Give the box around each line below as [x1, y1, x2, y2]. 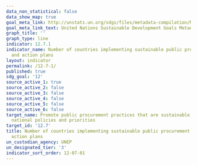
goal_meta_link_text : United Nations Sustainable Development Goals [6, 25, 177, 31]
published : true [6, 68, 46, 74]
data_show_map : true [6, 14, 57, 20]
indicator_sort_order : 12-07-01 [6, 150, 85, 156]
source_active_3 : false [6, 90, 64, 96]
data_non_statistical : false [6, 8, 77, 15]
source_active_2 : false [6, 85, 64, 91]
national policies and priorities [11, 118, 96, 123]
